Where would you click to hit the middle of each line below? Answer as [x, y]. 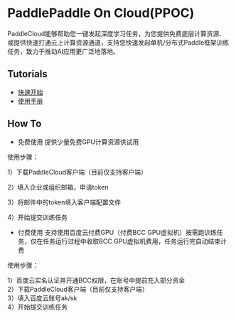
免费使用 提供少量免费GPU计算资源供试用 [78, 142]
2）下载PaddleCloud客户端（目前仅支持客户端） [78, 289]
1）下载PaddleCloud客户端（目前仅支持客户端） [77, 172]
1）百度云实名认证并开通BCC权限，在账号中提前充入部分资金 [96, 280]
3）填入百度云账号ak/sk [42, 298]
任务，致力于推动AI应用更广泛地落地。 [63, 51]
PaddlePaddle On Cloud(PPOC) [101, 13]
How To [25, 124]
